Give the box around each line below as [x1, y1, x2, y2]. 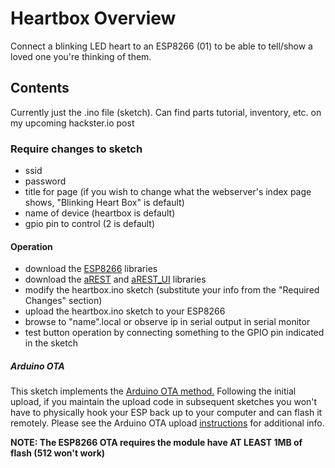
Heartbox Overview [10, 7, 177, 30]
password [24, 175, 67, 187]
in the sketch [24, 337, 78, 349]
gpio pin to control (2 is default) [24, 218, 156, 230]
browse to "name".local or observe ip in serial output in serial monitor [24, 316, 311, 328]
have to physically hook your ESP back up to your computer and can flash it [10, 407, 323, 419]
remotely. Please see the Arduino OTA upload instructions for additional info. [10, 417, 325, 429]
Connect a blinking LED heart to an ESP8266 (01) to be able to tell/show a [10, 40, 313, 52]
